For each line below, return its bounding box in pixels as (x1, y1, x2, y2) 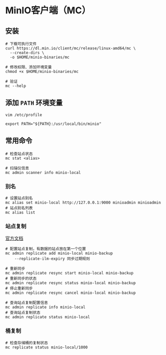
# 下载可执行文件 (5, 41, 37, 46)
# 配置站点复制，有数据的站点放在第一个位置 (5, 246, 86, 251)
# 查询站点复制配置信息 (5, 300, 49, 306)
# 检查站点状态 (5, 151, 33, 156)
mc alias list (5, 210, 36, 215)
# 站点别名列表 (5, 205, 33, 211)
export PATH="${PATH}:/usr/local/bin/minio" (5, 121, 102, 126)
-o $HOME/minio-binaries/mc (10, 55, 70, 60)
